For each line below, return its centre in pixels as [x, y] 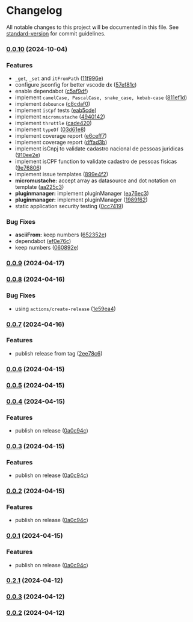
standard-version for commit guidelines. [56, 33]
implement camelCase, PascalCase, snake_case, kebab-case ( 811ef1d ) [101, 97]
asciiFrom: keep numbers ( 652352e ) [61, 235]
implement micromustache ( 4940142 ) [60, 117]
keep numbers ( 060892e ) [47, 248]
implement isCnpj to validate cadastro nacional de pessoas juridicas [99, 149]
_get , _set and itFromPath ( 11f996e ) [59, 78]
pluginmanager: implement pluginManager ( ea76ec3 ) [82, 194]
